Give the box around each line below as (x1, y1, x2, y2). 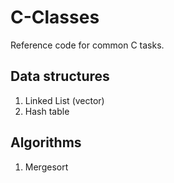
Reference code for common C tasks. (10, 39, 165, 51)
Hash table (24, 105, 70, 117)
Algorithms (10, 134, 82, 151)
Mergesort (24, 161, 69, 173)
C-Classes (10, 6, 100, 29)
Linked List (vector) (24, 94, 105, 106)
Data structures (10, 68, 110, 85)
